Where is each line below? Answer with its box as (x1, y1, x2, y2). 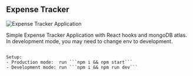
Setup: (6, 54, 22, 60)
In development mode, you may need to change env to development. (6, 37, 173, 44)
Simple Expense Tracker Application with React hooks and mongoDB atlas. (6, 32, 187, 39)
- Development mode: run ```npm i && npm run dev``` (6, 64, 138, 70)
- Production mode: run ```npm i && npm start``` (6, 59, 133, 65)
